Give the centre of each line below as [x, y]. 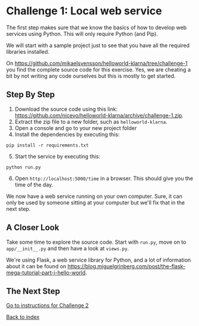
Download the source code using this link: [66, 109]
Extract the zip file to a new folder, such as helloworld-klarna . [91, 122]
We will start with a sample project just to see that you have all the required [98, 45]
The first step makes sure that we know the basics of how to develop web [97, 27]
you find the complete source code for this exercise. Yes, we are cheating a [99, 69]
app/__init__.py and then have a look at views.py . [68, 248]
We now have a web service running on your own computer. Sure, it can [94, 196]
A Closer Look [33, 228]
